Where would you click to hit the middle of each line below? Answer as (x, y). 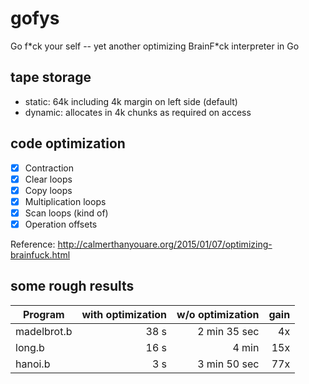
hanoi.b (33, 364)
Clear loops (48, 179)
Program (43, 314)
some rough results (72, 286)
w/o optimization (218, 314)
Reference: (33, 244)
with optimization (124, 314)
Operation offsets (61, 224)
